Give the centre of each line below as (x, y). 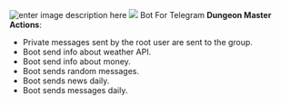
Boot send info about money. (77, 62)
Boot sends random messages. (80, 71)
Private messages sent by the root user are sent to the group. (137, 42)
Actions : (26, 24)
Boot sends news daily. (66, 81)
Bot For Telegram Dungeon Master (206, 15)
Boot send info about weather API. (87, 52)
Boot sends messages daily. (75, 90)
